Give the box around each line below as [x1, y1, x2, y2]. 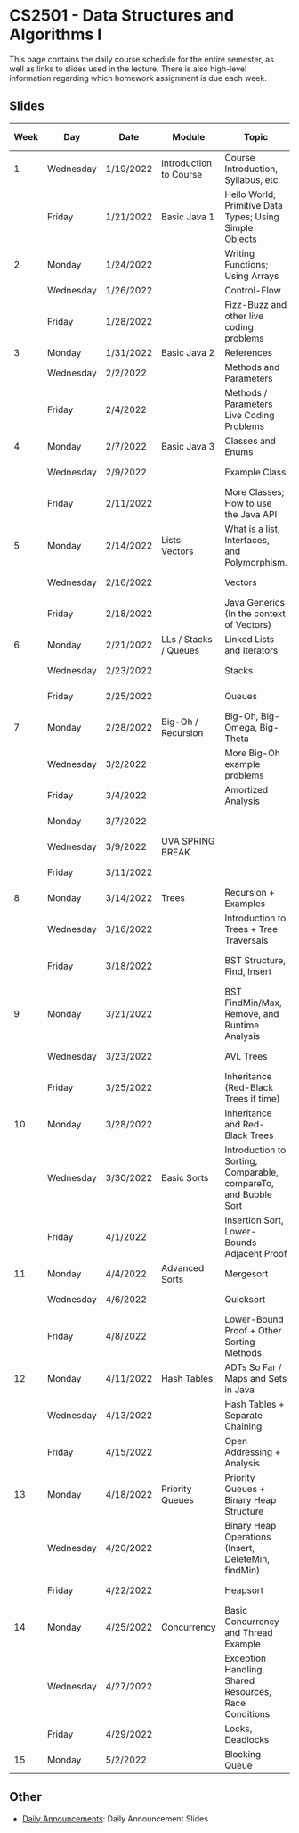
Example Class [224, 466, 287, 478]
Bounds [224, 1236, 257, 1249]
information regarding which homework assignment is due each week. [9, 72, 267, 83]
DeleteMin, [224, 1553, 270, 1565]
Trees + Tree [224, 922, 279, 935]
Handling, [224, 1663, 265, 1675]
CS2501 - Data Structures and [9, 5, 234, 26]
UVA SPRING [161, 835, 215, 847]
